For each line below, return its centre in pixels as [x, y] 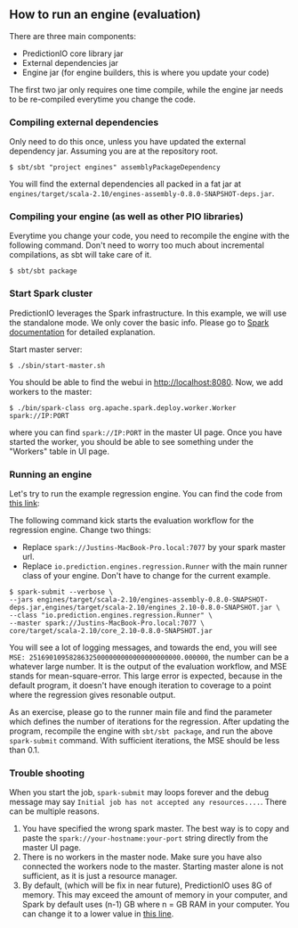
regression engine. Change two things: [80, 530]
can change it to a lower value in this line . [98, 914]
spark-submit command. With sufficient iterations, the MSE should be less [145, 740]
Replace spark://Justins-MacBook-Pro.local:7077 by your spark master [154, 547]
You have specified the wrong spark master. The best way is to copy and [156, 829]
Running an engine [51, 474]
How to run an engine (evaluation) [105, 15]
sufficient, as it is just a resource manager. [100, 876]
